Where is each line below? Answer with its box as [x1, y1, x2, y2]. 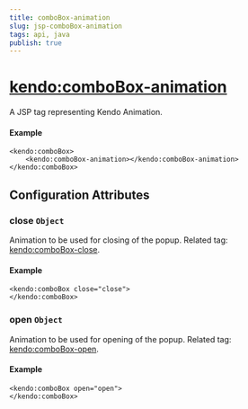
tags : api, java [9, 30, 70, 39]
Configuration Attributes [9, 187, 150, 202]
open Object [9, 314, 63, 326]
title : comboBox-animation [9, 13, 111, 22]
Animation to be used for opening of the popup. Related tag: [9, 333, 232, 344]
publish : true [9, 38, 63, 48]
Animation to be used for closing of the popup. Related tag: [9, 235, 228, 245]
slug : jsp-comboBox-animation [9, 22, 123, 31]
